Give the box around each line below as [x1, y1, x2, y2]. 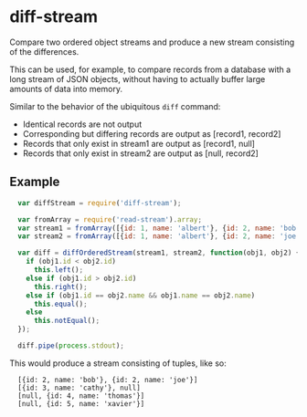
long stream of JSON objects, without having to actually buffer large [9, 73, 266, 84]
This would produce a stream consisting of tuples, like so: [9, 358, 227, 369]
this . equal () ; [33, 299, 89, 308]
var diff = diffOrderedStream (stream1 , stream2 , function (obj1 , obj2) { [17, 248, 301, 257]
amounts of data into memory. [9, 83, 123, 94]
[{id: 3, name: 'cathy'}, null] [17, 383, 142, 392]
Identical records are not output [22, 119, 143, 130]
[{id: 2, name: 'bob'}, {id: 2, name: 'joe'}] [17, 375, 198, 384]
